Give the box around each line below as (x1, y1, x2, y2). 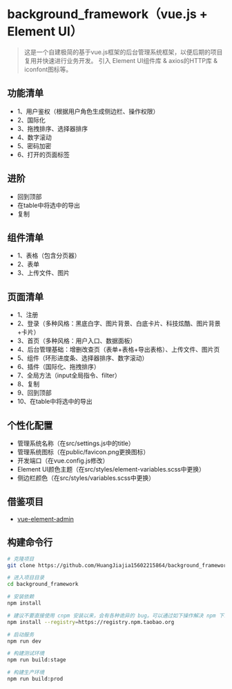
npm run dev (7, 638, 41, 645)
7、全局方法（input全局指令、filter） (17, 371, 121, 379)
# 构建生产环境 (7, 669, 45, 676)
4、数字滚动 (17, 133, 52, 141)
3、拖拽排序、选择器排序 (17, 124, 88, 132)
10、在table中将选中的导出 (17, 397, 93, 406)
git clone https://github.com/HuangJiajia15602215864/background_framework (7, 562, 230, 569)
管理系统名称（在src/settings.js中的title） (17, 439, 135, 447)
